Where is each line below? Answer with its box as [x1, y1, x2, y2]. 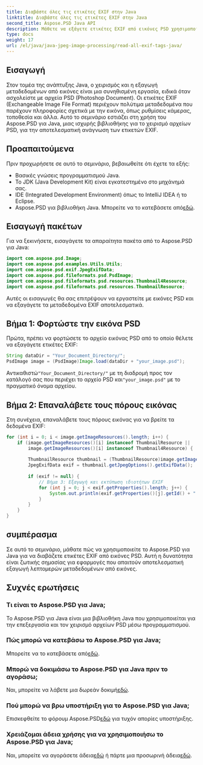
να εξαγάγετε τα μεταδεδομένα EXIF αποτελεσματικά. [6, 301, 144, 308]
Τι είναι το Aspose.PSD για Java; [6, 601, 106, 609]
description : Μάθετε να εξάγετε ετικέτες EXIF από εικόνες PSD [6, 25, 169, 32]
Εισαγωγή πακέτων [6, 221, 83, 231]
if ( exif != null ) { [28, 474, 80, 480]
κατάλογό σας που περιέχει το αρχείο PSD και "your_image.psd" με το [6, 376, 181, 383]
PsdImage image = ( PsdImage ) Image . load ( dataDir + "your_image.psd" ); [6, 359, 185, 365]
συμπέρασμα [6, 529, 57, 540]
